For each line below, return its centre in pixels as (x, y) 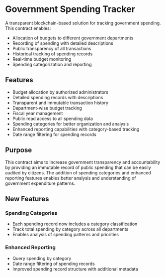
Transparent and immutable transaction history (60, 103)
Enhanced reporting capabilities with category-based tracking (76, 129)
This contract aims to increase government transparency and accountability (83, 162)
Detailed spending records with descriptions (58, 97)
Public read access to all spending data (53, 119)
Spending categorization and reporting (52, 64)
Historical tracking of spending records (52, 54)
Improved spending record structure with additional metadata (75, 269)
